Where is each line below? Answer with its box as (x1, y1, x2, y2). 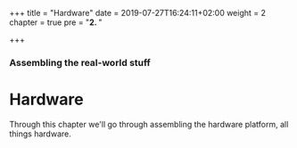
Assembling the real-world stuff (9, 56, 152, 69)
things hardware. (9, 128, 71, 139)
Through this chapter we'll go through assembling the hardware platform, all (9, 119, 289, 129)
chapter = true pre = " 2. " (9, 17, 103, 28)
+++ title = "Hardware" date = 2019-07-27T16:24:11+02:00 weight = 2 (9, 8, 266, 18)
